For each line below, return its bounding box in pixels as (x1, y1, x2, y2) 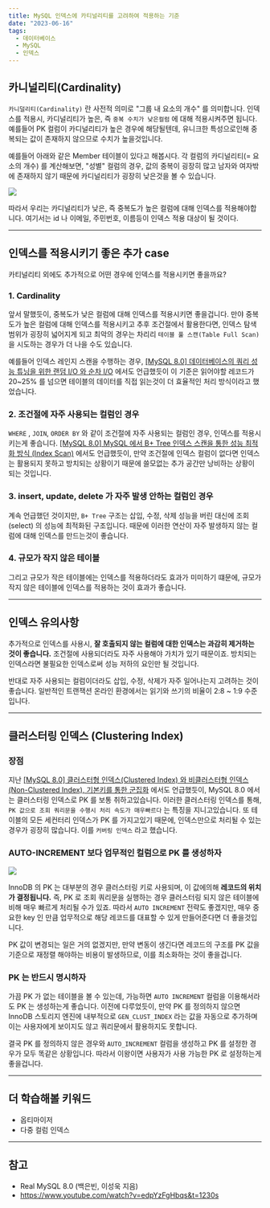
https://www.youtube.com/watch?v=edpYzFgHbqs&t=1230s (19, 1190, 219, 1200)
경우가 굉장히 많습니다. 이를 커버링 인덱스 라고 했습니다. (8, 825, 178, 835)
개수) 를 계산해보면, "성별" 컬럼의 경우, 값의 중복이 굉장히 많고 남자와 (22, 161, 238, 170)
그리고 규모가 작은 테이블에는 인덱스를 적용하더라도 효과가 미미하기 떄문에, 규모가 (8, 572, 262, 582)
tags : (8, 27, 27, 35)
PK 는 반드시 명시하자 (8, 972, 87, 983)
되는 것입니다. (8, 469, 52, 478)
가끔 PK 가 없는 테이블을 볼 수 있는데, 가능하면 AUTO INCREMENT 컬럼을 (8, 991, 227, 1001)
